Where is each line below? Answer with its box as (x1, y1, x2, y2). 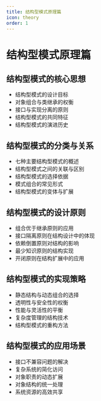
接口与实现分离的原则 (15, 106, 68, 114)
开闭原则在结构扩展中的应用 (15, 255, 85, 261)
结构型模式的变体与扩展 (15, 188, 74, 195)
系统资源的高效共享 (15, 388, 64, 396)
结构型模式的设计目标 (15, 91, 68, 98)
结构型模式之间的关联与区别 (15, 165, 85, 173)
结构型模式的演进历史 (15, 121, 68, 129)
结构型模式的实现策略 (6, 274, 86, 284)
